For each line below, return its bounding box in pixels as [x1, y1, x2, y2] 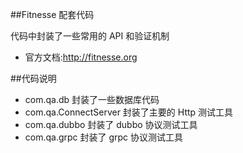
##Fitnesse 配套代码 [10, 9, 95, 20]
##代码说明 [10, 73, 57, 84]
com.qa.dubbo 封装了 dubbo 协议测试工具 [24, 119, 198, 130]
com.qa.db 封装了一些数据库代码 [24, 94, 160, 105]
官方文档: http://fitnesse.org [24, 51, 138, 63]
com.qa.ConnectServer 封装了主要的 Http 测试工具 [24, 106, 234, 118]
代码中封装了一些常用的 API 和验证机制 [10, 30, 170, 42]
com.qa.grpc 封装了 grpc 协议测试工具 [24, 131, 184, 143]
